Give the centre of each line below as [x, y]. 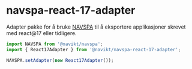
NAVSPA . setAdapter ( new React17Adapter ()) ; [60, 60]
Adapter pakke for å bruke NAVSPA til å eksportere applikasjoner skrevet [96, 27]
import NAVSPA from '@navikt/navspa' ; [55, 44]
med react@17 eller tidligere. [41, 33]
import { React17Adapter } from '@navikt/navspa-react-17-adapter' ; [94, 49]
